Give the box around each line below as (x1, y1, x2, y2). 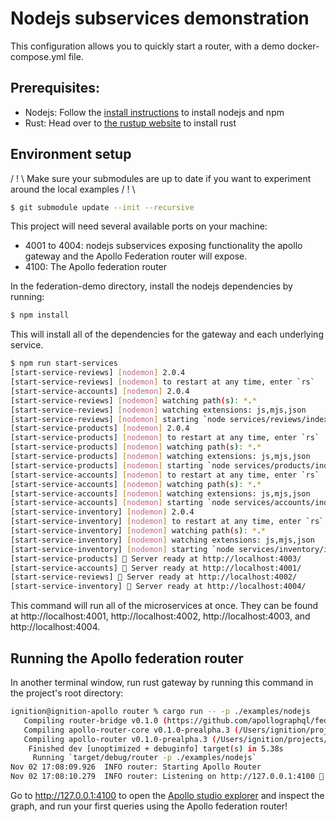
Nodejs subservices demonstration (10, 7, 310, 30)
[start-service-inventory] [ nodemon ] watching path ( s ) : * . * (10, 526, 267, 536)
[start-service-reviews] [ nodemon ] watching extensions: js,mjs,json (10, 405, 307, 415)
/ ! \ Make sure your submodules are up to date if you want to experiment (10, 172, 312, 184)
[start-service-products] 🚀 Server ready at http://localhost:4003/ (10, 553, 302, 564)
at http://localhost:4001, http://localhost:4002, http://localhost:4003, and (10, 610, 311, 622)
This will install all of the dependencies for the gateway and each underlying (10, 328, 324, 341)
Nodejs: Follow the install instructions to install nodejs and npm (24, 106, 285, 118)
